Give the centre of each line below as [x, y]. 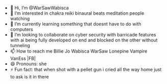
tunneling [20, 45]
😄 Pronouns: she [28, 64]
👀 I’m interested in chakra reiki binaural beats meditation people [77, 13]
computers [21, 29]
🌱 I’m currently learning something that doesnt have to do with [76, 24]
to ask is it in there [29, 77]
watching [20, 18]
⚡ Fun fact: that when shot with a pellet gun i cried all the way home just [86, 69]
